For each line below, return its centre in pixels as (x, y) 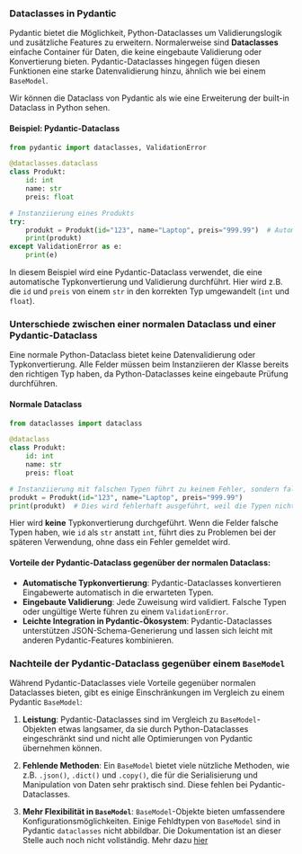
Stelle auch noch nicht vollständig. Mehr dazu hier (115, 840)
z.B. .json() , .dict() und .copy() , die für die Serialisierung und (140, 775)
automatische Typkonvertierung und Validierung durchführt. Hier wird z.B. (146, 282)
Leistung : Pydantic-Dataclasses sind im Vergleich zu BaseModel (140, 719)
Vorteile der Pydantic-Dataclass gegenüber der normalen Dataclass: (140, 562)
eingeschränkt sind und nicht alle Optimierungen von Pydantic (138, 738)
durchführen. (34, 384)
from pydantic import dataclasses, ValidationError (108, 147)
